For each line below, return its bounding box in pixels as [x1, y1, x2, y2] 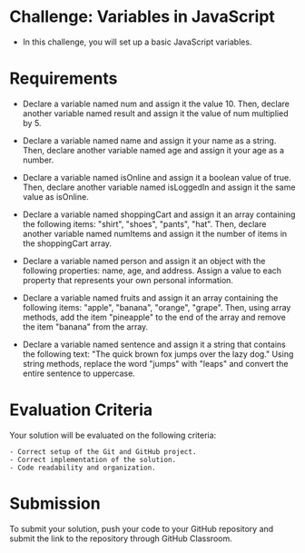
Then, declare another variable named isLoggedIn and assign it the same [22, 182, 296, 193]
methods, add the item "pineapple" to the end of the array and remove [22, 311, 286, 322]
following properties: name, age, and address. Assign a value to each [22, 265, 282, 276]
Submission [9, 493, 102, 514]
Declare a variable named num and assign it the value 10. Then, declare [22, 98, 290, 109]
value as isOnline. [22, 191, 89, 202]
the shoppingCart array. [22, 238, 112, 249]
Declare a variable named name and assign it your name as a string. [22, 134, 277, 146]
